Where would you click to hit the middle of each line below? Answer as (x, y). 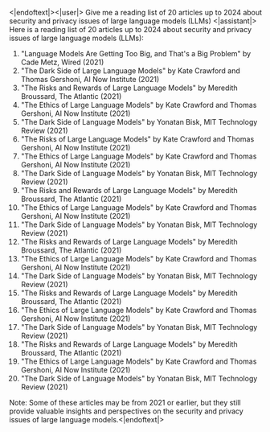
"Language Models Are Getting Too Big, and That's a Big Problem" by (136, 53)
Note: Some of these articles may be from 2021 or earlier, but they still (125, 403)
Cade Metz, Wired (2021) (62, 62)
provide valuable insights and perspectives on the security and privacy (126, 411)
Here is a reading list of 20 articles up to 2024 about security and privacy (131, 29)
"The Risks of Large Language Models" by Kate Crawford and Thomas (137, 139)
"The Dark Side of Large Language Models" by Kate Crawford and (130, 71)
